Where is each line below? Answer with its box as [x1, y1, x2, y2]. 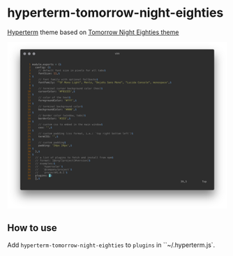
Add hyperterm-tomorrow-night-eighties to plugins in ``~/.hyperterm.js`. [7, 241, 216, 249]
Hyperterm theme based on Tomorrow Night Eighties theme [7, 28, 179, 36]
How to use [7, 222, 57, 234]
